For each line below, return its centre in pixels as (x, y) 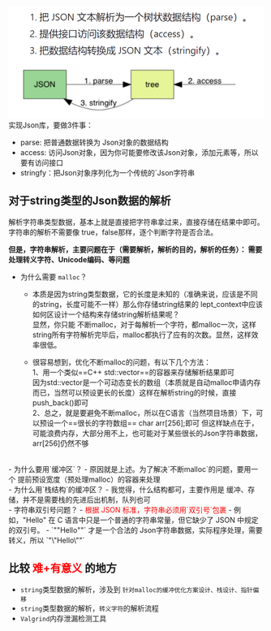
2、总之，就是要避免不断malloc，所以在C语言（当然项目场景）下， (144, 413)
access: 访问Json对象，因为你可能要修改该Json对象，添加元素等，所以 (139, 152)
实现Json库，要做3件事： (51, 125)
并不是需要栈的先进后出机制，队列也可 (86, 499)
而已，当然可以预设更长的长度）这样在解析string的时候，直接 (134, 392)
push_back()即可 (60, 402)
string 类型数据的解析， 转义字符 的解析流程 (90, 608)
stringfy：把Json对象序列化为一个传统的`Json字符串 (108, 173)
